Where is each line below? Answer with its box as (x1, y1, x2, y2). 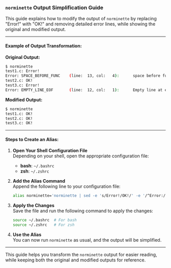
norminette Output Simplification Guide (5, 4, 103, 11)
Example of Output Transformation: (5, 43, 82, 49)
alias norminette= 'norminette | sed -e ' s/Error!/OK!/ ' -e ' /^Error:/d (12, 193, 168, 198)
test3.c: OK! (5, 121, 33, 126)
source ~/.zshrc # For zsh (12, 222, 75, 227)
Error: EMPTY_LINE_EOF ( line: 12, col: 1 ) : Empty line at (5, 87, 163, 92)
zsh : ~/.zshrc (20, 168, 49, 174)
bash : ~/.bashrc (20, 163, 54, 169)
